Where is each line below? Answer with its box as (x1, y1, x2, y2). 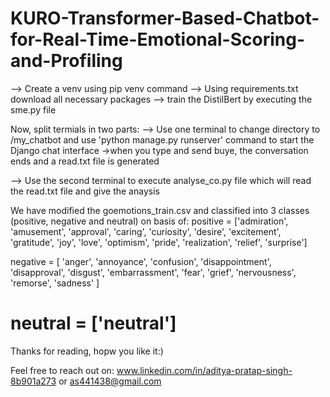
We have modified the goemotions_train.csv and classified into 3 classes (10, 204, 310, 216)
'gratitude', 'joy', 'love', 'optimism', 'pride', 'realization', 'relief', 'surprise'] (10, 236, 308, 248)
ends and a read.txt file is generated (10, 155, 160, 167)
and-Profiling (10, 50, 123, 72)
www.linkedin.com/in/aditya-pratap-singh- (116, 364, 293, 376)
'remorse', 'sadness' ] (10, 277, 100, 289)
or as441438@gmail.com (58, 375, 162, 387)
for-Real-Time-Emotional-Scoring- (10, 28, 306, 51)
